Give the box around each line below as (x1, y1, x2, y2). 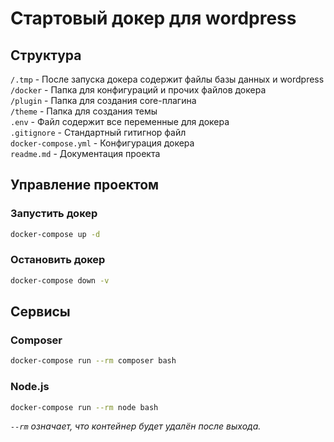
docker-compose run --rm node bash (10, 402, 159, 412)
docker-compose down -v (10, 275, 110, 286)
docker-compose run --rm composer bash (10, 356, 177, 366)
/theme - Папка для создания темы (10, 105, 158, 117)
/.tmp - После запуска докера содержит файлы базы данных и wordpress (10, 73, 325, 85)
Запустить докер (10, 207, 98, 221)
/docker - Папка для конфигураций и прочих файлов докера (10, 84, 267, 96)
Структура (10, 47, 82, 64)
